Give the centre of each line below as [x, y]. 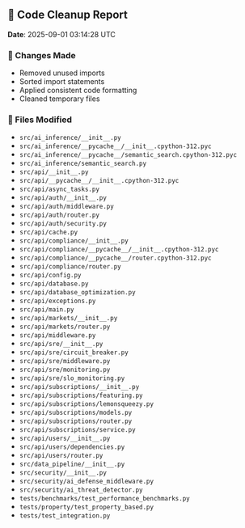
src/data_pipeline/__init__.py [72, 465]
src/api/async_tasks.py [59, 190]
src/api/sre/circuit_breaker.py [74, 353]
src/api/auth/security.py [63, 224]
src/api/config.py [50, 276]
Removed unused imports [62, 73]
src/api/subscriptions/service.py [77, 430]
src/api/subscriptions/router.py [76, 421]
